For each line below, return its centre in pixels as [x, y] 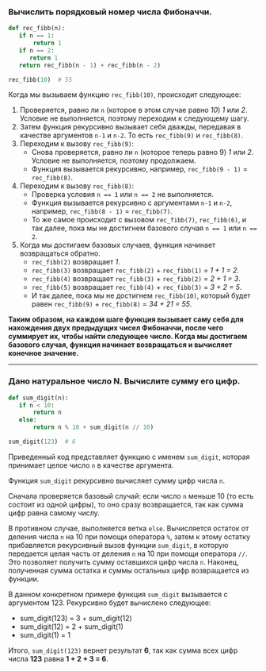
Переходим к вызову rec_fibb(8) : [77, 186]
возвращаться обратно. [60, 253]
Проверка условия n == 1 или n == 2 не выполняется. [122, 195]
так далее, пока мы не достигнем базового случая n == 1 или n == [144, 228]
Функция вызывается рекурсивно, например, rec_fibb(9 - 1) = [139, 169]
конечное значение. [44, 353]
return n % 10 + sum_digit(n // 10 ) [93, 427]
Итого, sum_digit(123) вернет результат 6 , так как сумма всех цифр [123, 650]
